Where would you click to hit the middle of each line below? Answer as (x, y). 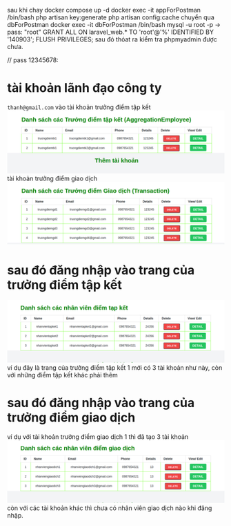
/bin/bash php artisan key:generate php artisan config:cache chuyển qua (111, 17)
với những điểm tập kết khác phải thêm (63, 375)
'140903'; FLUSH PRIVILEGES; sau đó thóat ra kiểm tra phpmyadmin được (112, 39)
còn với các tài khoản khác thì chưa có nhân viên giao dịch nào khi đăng (110, 508)
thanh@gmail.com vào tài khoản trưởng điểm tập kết (79, 107)
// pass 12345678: (33, 60)
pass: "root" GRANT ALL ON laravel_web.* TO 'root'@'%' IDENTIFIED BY (111, 32)
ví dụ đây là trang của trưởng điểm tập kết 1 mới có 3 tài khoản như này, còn (115, 367)
